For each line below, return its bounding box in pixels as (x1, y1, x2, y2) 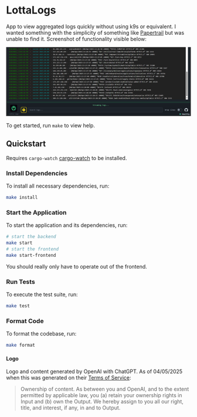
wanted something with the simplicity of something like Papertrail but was (6, 29, 185, 36)
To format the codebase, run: (6, 330, 77, 337)
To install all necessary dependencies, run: (6, 182, 110, 189)
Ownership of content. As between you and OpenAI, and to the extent (20, 385, 189, 393)
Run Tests (6, 277, 35, 286)
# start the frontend (6, 246, 59, 252)
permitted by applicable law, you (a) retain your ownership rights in (20, 392, 182, 399)
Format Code (6, 317, 44, 325)
